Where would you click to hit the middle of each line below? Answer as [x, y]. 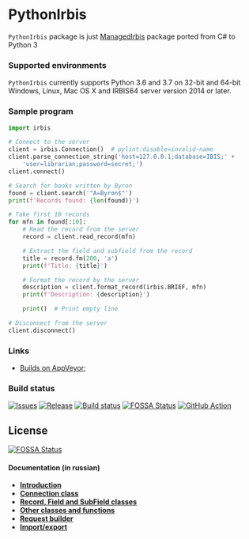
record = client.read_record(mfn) [79, 237]
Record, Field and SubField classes [78, 502]
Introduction [40, 485]
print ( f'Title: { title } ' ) [65, 266]
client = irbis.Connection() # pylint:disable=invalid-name [111, 149]
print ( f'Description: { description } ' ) [86, 295]
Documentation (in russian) [54, 467]
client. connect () [37, 171]
